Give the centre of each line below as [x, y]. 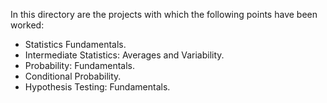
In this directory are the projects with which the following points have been [164, 14]
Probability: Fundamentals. [79, 65]
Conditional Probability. [73, 76]
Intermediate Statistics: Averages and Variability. [124, 55]
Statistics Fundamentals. [75, 44]
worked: [27, 25]
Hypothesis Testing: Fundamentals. [97, 87]
